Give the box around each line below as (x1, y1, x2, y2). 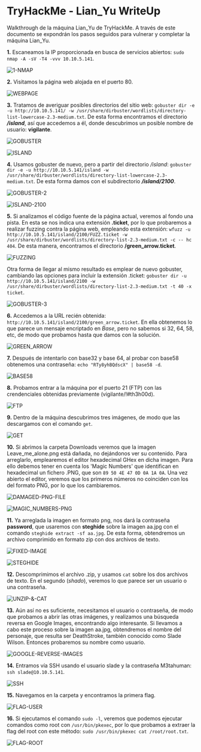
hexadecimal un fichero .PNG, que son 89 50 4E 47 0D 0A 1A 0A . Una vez (7, 468, 188, 476)
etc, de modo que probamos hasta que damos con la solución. (7, 331, 161, 338)
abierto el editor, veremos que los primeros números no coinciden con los (7, 475, 189, 482)
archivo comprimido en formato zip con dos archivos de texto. (7, 536, 160, 543)
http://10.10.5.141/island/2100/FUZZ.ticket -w (7, 231, 128, 238)
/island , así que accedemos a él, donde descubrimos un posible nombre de (7, 119, 194, 127)
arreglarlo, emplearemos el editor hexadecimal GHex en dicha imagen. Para (7, 456, 193, 463)
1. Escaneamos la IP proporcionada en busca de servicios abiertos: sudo (7, 48, 184, 55)
